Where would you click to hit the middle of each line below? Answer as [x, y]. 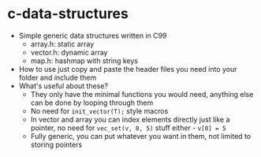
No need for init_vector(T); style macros [99, 110]
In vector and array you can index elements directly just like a [130, 119]
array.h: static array [62, 43]
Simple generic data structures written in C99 [93, 36]
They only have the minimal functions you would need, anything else [142, 94]
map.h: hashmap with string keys [84, 61]
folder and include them [58, 77]
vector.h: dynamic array [69, 52]
